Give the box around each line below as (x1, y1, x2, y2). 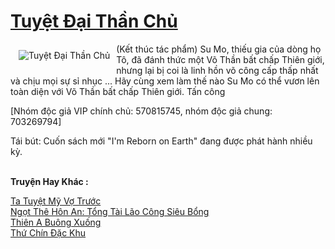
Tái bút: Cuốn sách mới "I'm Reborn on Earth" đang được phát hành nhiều (10, 135, 313, 147)
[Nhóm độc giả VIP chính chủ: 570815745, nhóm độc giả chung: (10, 105, 273, 117)
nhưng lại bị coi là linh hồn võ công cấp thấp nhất (116, 64, 319, 76)
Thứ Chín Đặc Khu (10, 226, 87, 239)
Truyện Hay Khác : (10, 175, 89, 187)
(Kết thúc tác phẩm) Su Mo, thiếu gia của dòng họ (116, 43, 322, 55)
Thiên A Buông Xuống (10, 216, 102, 228)
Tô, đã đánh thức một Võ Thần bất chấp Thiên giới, (116, 53, 325, 65)
